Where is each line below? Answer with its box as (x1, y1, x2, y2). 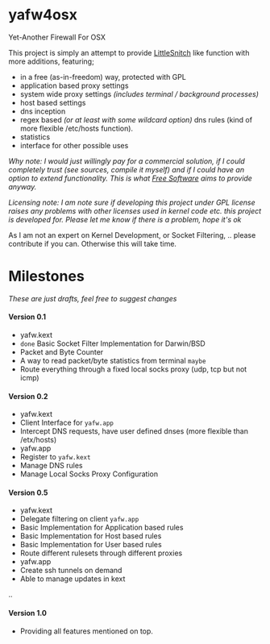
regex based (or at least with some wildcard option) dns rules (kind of (19, 114, 252, 124)
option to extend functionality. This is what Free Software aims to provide (8, 173, 252, 183)
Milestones (8, 268, 85, 285)
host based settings (19, 98, 86, 107)
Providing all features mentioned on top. (19, 626, 153, 636)
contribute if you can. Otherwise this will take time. (8, 239, 177, 248)
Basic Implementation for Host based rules (19, 531, 162, 541)
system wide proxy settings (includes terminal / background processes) (19, 89, 260, 98)
